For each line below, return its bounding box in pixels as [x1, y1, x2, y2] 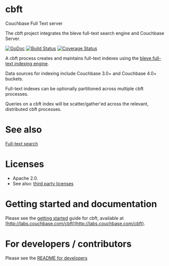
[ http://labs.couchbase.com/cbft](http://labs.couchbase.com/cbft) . [5, 220, 146, 226]
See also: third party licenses [12, 180, 74, 186]
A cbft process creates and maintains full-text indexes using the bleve [5, 55, 152, 61]
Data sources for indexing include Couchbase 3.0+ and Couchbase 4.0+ [5, 70, 157, 77]
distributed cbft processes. [5, 106, 62, 112]
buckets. [5, 75, 24, 82]
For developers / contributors [5, 238, 132, 249]
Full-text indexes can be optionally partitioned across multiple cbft [5, 85, 144, 92]
